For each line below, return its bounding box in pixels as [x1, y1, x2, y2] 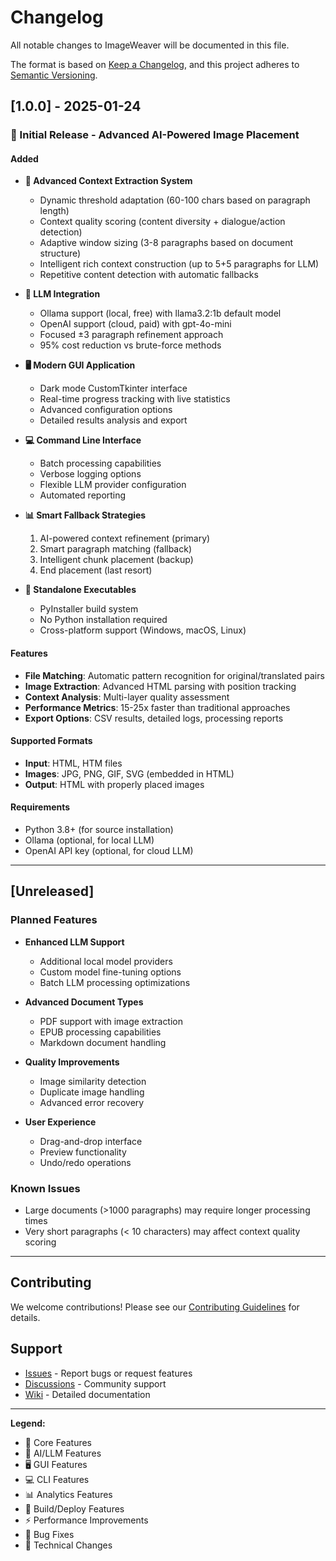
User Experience [24, 1116, 97, 1128]
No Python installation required [39, 614, 168, 626]
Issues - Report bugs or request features [24, 1367, 193, 1379]
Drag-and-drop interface [39, 1135, 143, 1147]
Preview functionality [39, 1146, 127, 1158]
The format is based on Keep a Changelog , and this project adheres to [10, 58, 300, 70]
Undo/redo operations [39, 1156, 132, 1168]
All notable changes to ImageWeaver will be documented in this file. [10, 39, 290, 51]
